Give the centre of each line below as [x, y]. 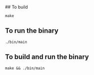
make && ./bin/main [25, 68]
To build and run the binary [47, 57]
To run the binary [32, 31]
